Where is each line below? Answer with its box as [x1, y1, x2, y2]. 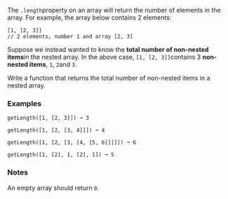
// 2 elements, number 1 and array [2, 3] [7, 33, 133, 40]
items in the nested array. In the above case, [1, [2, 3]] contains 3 [7, 53, 201, 61]
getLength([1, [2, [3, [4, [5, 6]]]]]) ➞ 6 [7, 139, 137, 146]
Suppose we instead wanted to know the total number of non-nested [7, 46, 209, 53]
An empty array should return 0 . [7, 184, 100, 192]
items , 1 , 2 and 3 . [29, 60, 77, 69]
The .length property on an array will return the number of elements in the [7, 6, 221, 14]
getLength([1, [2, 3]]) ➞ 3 [7, 115, 90, 122]
